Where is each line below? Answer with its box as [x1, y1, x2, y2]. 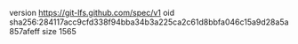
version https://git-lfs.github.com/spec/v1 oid [9, 8, 175, 18]
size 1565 [41, 26, 77, 36]
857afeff [9, 26, 40, 36]
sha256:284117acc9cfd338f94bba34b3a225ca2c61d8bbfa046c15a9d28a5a [9, 17, 289, 27]
